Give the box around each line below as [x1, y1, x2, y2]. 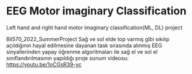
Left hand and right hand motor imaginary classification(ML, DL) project [6, 24, 183, 31]
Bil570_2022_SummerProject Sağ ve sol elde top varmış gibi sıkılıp [6, 35, 170, 42]
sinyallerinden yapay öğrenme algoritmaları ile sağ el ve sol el [6, 48, 158, 55]
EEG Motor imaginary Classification [6, 4, 187, 18]
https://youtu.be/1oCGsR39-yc [6, 61, 82, 68]
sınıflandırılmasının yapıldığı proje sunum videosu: [6, 54, 129, 61]
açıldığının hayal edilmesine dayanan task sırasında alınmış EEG [6, 42, 163, 49]
